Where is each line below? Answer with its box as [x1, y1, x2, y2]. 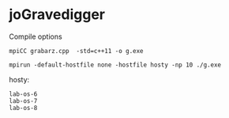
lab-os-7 [9, 97, 38, 105]
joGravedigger [9, 6, 106, 24]
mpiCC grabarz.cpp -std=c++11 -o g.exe [9, 47, 145, 55]
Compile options [9, 32, 62, 41]
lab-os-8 [9, 104, 38, 112]
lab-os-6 [9, 89, 38, 98]
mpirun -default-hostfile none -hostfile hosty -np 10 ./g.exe [9, 61, 222, 69]
